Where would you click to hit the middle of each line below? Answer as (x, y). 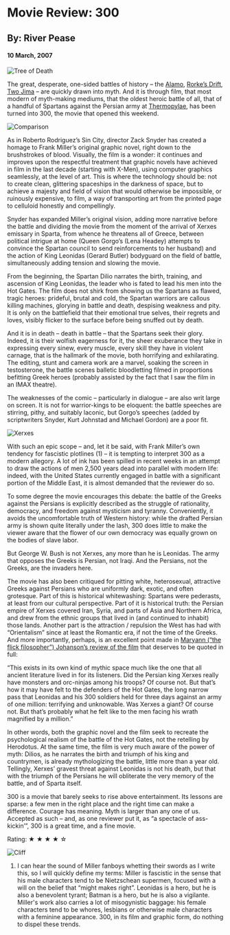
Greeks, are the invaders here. (50, 568)
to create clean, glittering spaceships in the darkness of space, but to (105, 184)
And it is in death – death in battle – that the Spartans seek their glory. (105, 333)
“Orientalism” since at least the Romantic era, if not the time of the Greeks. (112, 632)
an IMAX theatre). (32, 384)
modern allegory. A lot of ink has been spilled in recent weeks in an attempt (114, 461)
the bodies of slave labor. (43, 540)
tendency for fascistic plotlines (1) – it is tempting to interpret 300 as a (106, 453)
